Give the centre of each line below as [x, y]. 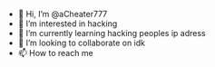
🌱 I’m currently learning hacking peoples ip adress [112, 33]
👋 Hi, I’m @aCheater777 [63, 14]
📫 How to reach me [55, 53]
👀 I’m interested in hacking [68, 24]
